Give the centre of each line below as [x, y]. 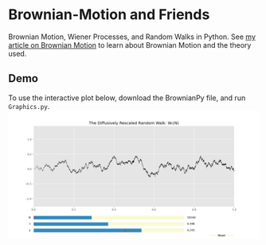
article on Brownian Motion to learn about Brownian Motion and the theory [130, 45]
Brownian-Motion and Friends [109, 15]
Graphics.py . [29, 106]
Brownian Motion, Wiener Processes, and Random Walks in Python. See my [132, 37]
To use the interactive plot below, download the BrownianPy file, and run [127, 98]
